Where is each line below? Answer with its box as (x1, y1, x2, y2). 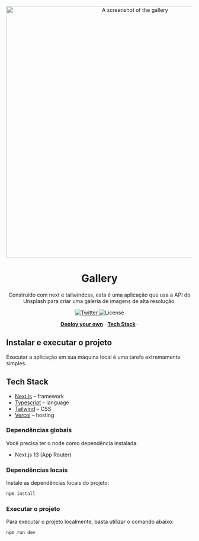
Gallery (81, 272, 118, 285)
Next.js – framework (14, 392, 64, 400)
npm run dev (6, 530, 36, 536)
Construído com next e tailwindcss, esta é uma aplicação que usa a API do (8, 291, 191, 298)
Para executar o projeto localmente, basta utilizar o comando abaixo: (6, 518, 174, 526)
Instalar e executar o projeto (6, 337, 113, 348)
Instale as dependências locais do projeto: (6, 479, 110, 487)
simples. (6, 359, 27, 366)
